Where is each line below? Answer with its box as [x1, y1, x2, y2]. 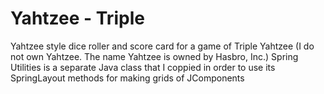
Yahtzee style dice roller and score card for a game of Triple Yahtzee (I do [10, 40, 315, 52]
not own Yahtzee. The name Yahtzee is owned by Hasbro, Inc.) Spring [10, 50, 299, 62]
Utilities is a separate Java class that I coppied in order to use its [10, 61, 276, 73]
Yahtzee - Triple [10, 7, 145, 30]
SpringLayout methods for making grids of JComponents [10, 72, 245, 84]
